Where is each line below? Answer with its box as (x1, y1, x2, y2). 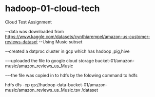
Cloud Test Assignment (5, 19, 52, 25)
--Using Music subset (39, 39, 83, 44)
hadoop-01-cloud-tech (5, 3, 100, 14)
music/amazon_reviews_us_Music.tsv (5, 87, 80, 93)
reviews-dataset (5, 39, 38, 44)
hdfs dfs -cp (5, 81, 30, 88)
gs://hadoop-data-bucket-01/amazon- (31, 81, 108, 88)
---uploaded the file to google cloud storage (5, 58, 94, 63)
